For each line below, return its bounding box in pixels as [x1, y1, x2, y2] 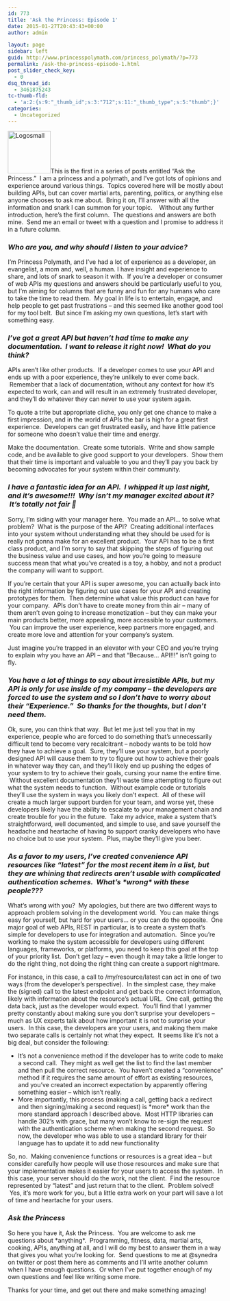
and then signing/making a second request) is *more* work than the [17, 1103, 210, 1111]
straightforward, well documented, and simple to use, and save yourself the [8, 820, 221, 828]
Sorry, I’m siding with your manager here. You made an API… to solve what [8, 515, 220, 523]
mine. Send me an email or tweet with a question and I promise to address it [8, 217, 224, 226]
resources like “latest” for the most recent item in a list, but [8, 860, 209, 869]
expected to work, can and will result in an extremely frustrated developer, [8, 388, 218, 396]
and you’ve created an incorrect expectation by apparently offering [17, 1081, 207, 1089]
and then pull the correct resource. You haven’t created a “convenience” [17, 1067, 224, 1075]
